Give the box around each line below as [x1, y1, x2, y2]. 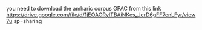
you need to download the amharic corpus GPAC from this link [6, 5, 161, 12]
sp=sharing [13, 18, 42, 24]
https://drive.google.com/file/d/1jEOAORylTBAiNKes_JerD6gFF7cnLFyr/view [6, 11, 196, 18]
